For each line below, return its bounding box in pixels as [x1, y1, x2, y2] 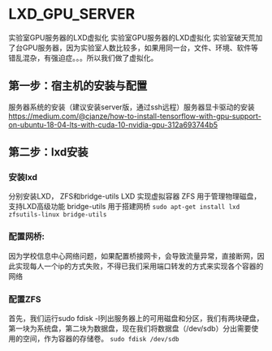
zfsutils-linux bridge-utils [8, 211, 107, 219]
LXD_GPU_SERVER [8, 5, 136, 24]
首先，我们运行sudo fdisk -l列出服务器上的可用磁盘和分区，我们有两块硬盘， [8, 314, 264, 323]
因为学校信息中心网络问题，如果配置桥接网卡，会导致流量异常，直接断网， [8, 250, 257, 260]
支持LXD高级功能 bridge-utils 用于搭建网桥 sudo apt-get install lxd [8, 202, 240, 212]
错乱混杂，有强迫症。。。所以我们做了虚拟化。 [8, 53, 158, 62]
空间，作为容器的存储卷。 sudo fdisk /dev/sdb [22, 334, 179, 344]
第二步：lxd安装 [8, 145, 89, 159]
